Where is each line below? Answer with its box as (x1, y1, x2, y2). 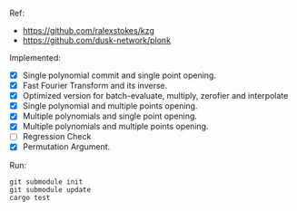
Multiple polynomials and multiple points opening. (22, 121, 209, 132)
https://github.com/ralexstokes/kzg (22, 25, 154, 35)
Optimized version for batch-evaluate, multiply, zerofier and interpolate (22, 91, 289, 101)
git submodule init (9, 177, 84, 187)
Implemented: (9, 53, 62, 62)
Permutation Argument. (22, 141, 111, 152)
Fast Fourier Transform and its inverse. (22, 81, 168, 91)
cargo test (9, 193, 51, 202)
